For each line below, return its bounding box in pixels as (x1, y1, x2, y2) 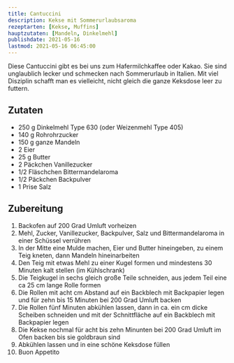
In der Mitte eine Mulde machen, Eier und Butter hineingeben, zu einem (17, 243, 224, 252)
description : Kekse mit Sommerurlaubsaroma (8, 17, 137, 24)
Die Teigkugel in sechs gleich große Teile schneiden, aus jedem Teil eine (17, 273, 227, 282)
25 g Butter (17, 152, 51, 161)
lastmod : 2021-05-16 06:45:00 (8, 43, 96, 50)
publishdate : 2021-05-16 (8, 36, 80, 43)
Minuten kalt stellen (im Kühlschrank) (17, 266, 125, 274)
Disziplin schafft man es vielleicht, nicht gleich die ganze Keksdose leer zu (8, 77, 222, 85)
